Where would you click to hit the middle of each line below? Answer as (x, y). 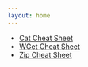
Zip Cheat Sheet (45, 54)
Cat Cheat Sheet (46, 38)
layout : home (29, 15)
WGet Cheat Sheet (50, 46)
